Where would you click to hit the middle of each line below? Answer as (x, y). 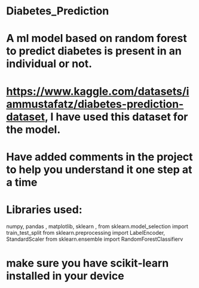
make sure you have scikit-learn (88, 263)
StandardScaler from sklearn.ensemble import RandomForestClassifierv (95, 239)
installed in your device (65, 276)
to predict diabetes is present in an (94, 51)
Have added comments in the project (99, 157)
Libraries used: (44, 209)
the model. (33, 129)
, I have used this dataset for (116, 116)
